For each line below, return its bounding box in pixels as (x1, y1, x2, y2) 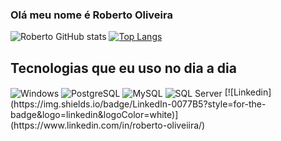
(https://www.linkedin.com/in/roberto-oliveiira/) (10, 119, 206, 131)
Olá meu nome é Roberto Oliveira (10, 8, 173, 22)
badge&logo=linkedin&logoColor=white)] (10, 108, 179, 120)
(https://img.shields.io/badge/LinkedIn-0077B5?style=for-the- (10, 98, 267, 110)
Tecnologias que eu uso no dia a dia (10, 59, 237, 77)
